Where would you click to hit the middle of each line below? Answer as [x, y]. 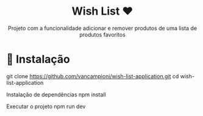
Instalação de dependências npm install [56, 94]
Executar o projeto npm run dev [46, 106]
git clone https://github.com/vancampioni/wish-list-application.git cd [93, 76]
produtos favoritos [102, 34]
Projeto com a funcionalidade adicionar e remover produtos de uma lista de [102, 28]
